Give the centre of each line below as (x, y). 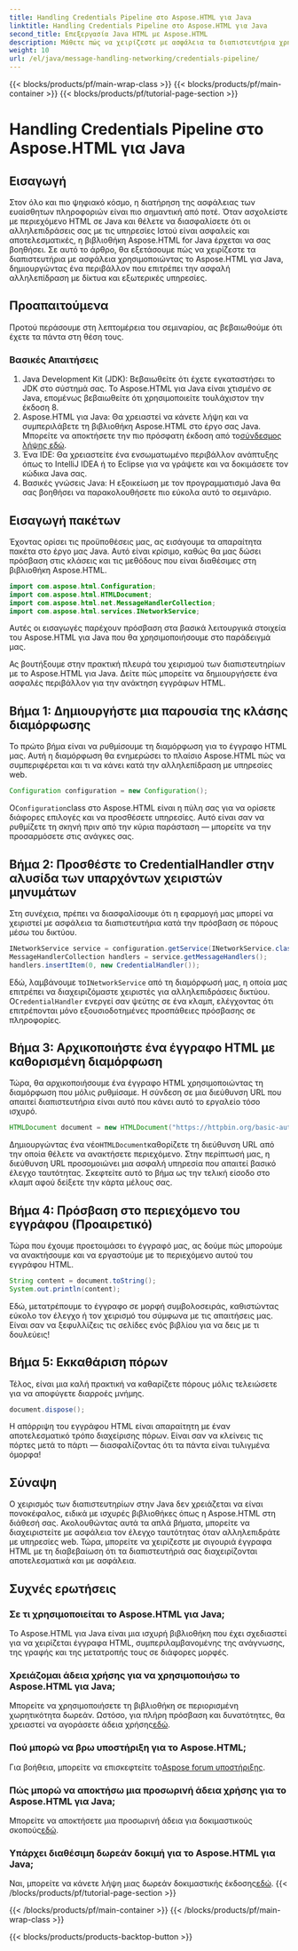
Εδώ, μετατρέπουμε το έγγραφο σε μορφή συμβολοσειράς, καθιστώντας (144, 1306)
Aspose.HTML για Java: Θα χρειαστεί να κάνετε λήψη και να (135, 417)
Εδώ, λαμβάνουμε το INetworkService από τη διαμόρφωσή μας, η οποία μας (149, 982)
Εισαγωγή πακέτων (65, 520)
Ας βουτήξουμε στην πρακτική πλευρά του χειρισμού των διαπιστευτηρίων (147, 664)
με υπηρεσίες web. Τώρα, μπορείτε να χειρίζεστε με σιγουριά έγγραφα (141, 1542)
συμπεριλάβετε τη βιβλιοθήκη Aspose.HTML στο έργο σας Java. (141, 427)
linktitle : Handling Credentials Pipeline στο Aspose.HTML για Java (138, 26)
